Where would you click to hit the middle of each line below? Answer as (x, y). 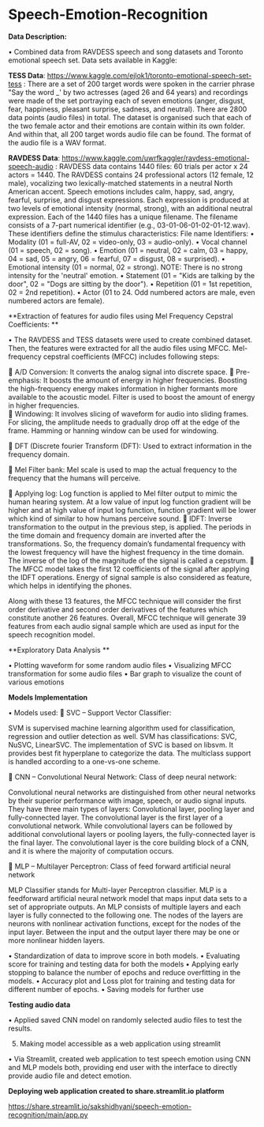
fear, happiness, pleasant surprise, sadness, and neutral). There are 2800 (128, 109)
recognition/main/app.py (48, 1114)
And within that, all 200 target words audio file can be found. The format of (130, 134)
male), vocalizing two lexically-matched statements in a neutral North (121, 183)
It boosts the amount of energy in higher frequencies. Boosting (145, 380)
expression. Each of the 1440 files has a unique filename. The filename (123, 217)
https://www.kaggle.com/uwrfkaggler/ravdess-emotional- (156, 158)
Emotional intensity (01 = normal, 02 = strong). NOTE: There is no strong (125, 267)
